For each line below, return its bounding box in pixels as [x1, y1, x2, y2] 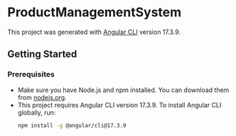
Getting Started [7, 48, 77, 60]
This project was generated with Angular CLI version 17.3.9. [7, 28, 181, 36]
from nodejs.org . [17, 93, 67, 101]
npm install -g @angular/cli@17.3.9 [17, 122, 127, 129]
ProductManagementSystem [7, 4, 182, 21]
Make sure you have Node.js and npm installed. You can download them [17, 86, 230, 94]
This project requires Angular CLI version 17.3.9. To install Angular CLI [17, 101, 222, 109]
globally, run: [17, 108, 56, 117]
